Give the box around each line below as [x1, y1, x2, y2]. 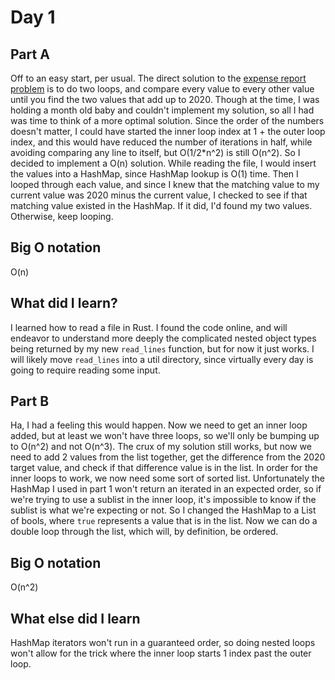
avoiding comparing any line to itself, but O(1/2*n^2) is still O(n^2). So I [10, 147, 301, 158]
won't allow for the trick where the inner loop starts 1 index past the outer [10, 647, 312, 660]
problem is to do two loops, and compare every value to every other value [10, 83, 315, 95]
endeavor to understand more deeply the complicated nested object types [10, 332, 317, 344]
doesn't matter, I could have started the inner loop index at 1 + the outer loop [10, 126, 326, 137]
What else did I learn [10, 610, 141, 627]
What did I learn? [10, 295, 118, 312]
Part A [10, 46, 50, 63]
